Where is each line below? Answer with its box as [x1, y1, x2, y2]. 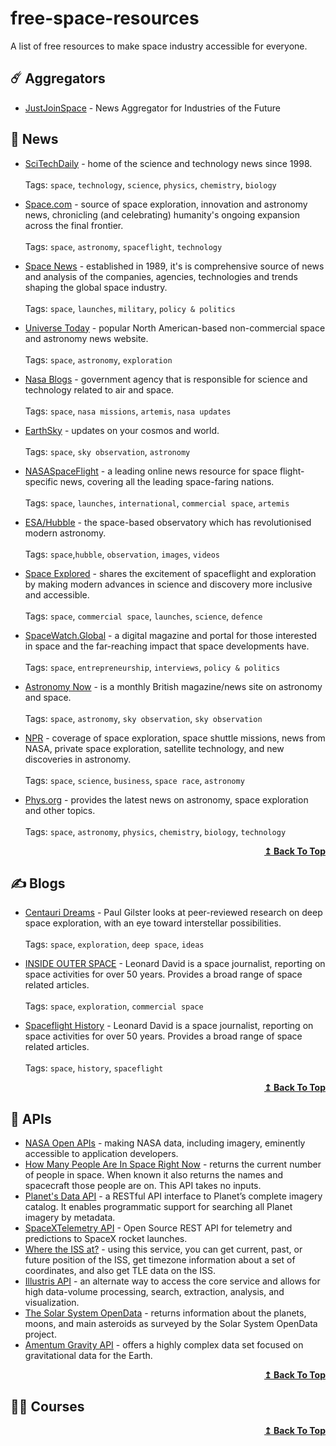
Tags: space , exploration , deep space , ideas [24, 938, 205, 951]
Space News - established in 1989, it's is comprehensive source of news [24, 260, 325, 272]
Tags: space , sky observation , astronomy [24, 445, 191, 457]
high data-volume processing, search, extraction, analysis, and [24, 1286, 285, 1298]
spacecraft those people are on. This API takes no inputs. [24, 1180, 262, 1192]
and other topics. [24, 804, 96, 816]
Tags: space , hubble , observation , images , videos [24, 548, 221, 560]
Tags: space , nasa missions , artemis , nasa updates [24, 405, 232, 417]
